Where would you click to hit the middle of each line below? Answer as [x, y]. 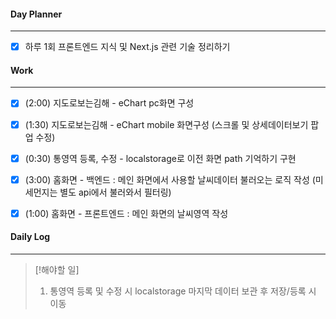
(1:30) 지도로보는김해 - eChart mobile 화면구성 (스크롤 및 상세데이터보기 [166, 124]
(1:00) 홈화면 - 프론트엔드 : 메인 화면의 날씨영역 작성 [126, 213]
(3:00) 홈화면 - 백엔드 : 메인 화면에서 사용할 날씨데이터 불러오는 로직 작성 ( [170, 179]
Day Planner [36, 14]
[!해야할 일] [57, 269]
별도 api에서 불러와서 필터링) [115, 192]
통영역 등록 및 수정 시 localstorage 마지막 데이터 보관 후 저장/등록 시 [183, 291]
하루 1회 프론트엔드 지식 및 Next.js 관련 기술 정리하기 [127, 47]
